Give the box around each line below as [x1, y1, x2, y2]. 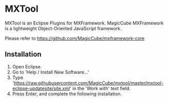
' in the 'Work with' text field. [69, 85, 131, 91]
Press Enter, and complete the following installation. [12, 90, 122, 97]
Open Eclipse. [12, 63, 42, 69]
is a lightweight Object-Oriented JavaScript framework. [5, 25, 122, 31]
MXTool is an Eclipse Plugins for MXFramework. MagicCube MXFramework [5, 20, 164, 26]
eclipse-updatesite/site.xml [12, 85, 70, 91]
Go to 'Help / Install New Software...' [12, 69, 89, 75]
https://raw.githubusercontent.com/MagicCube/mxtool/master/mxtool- [14, 80, 164, 86]
